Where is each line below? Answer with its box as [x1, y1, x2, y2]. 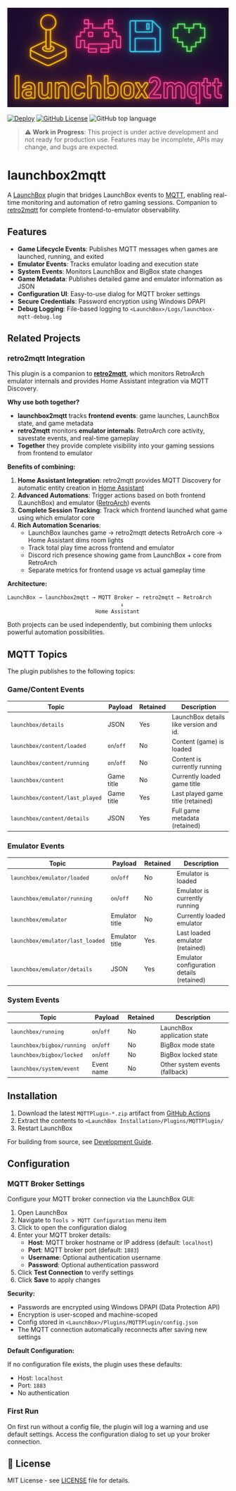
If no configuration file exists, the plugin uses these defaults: [7, 1360, 183, 1369]
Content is [171, 754, 202, 763]
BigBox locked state [160, 1051, 218, 1059]
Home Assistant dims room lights [27, 536, 124, 545]
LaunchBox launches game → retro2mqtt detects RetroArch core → [27, 528, 223, 537]
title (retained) [171, 797, 213, 806]
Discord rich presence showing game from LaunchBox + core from [27, 551, 222, 559]
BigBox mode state [160, 1041, 216, 1049]
